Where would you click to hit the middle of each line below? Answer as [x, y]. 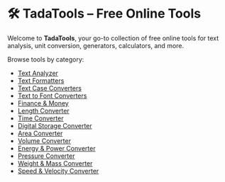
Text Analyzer [38, 73]
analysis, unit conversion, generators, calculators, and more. [96, 45]
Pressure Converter [46, 156]
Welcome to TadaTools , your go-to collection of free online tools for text [113, 38]
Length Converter [43, 110]
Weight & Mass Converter [55, 163]
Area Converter [40, 133]
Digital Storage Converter [55, 125]
